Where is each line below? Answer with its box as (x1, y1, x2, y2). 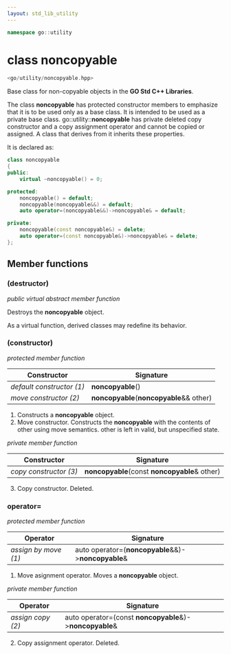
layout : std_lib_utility (7, 10, 78, 17)
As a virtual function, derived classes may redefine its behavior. (7, 321, 187, 329)
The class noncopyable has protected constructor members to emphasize (7, 101, 218, 109)
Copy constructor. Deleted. (16, 484, 94, 492)
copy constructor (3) (10, 466, 78, 476)
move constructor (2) (10, 393, 80, 403)
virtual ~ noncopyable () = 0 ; (19, 176, 103, 182)
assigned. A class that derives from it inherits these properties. (7, 130, 185, 138)
